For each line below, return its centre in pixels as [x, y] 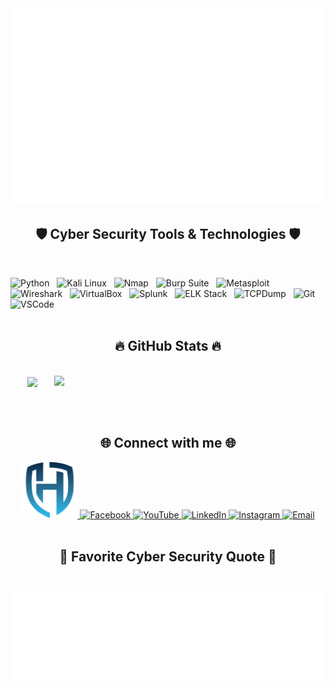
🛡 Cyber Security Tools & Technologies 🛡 [168, 234]
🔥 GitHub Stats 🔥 [168, 346]
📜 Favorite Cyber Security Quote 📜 [168, 556]
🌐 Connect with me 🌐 [168, 443]
